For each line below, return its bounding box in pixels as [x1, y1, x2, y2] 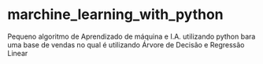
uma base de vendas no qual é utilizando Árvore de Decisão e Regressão [7, 40, 245, 49]
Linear [7, 48, 28, 58]
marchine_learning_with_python [7, 6, 224, 24]
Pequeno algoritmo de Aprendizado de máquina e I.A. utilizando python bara [7, 32, 256, 41]
